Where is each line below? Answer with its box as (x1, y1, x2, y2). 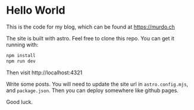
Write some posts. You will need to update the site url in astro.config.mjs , (6, 80, 189, 87)
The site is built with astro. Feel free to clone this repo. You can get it (6, 34, 174, 42)
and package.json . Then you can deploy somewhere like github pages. (6, 87, 179, 94)
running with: (6, 41, 39, 48)
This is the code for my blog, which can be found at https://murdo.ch (6, 23, 176, 30)
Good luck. (6, 98, 33, 105)
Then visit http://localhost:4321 (6, 69, 83, 76)
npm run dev (6, 58, 36, 64)
